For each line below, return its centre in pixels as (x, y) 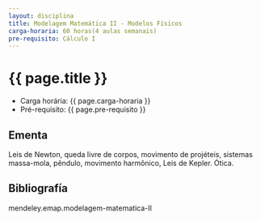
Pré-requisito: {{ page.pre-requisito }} (83, 109)
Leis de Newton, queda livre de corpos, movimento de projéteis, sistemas (130, 154)
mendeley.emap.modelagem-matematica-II (80, 208)
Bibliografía (38, 188)
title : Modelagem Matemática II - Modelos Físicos (95, 23)
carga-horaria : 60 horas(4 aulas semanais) (83, 31)
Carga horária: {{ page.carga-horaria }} (85, 101)
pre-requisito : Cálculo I (52, 38)
